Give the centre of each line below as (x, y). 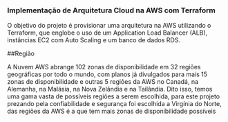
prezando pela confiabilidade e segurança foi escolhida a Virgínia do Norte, (115, 104)
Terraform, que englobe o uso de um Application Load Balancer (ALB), (107, 33)
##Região (21, 53)
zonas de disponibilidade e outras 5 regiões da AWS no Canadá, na (103, 82)
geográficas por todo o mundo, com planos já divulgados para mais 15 (107, 74)
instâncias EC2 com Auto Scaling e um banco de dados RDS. (94, 40)
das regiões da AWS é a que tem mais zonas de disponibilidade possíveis (112, 111)
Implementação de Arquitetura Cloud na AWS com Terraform (112, 10)
